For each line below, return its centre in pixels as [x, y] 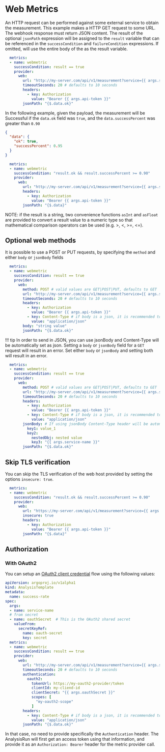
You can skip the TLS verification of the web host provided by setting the [79, 474]
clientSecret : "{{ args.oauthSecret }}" [73, 693]
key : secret [35, 637]
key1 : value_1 [41, 429]
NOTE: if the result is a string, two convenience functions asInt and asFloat [82, 214]
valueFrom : [25, 624]
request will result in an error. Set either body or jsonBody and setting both [79, 350]
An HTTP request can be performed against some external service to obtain [82, 23]
